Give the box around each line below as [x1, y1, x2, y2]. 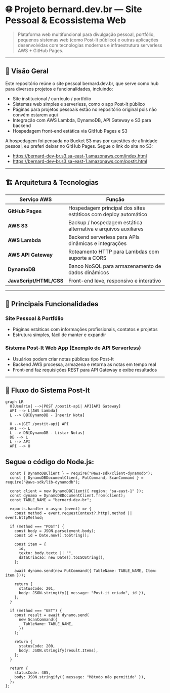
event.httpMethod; [5, 515, 44, 520]
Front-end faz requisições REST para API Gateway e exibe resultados [12, 366, 157, 373]
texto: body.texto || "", [18, 551, 73, 556]
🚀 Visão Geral [5, 67, 49, 75]
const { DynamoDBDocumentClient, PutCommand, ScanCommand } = [10, 475, 144, 480]
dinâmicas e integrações [68, 239, 127, 247]
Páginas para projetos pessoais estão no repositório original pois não [12, 106, 157, 112]
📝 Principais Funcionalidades [5, 300, 99, 308]
